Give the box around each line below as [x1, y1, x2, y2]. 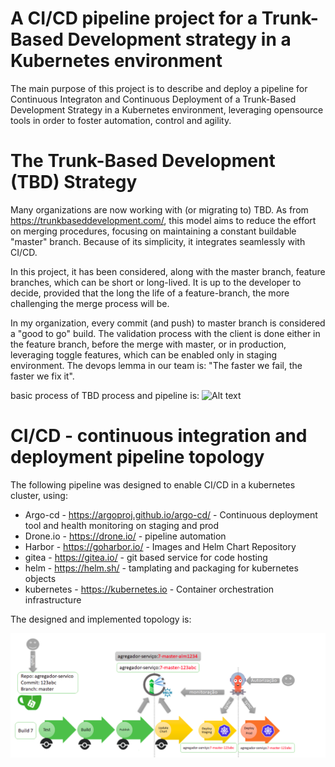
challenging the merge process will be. [10, 297, 170, 309]
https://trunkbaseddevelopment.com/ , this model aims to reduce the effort [10, 214, 317, 226]
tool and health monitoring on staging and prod [24, 519, 220, 531]
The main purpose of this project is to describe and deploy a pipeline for [10, 82, 308, 94]
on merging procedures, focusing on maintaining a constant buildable [10, 225, 297, 237]
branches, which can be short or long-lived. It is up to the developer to [10, 276, 302, 288]
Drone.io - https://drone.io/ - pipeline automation [24, 530, 227, 542]
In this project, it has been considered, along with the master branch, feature [10, 265, 326, 277]
